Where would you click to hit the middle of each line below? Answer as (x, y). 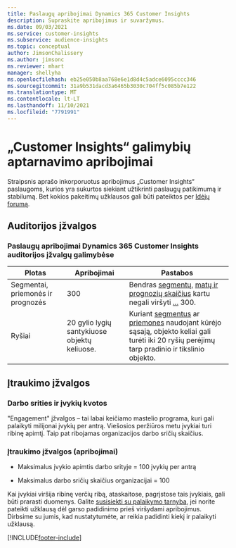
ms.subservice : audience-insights (58, 40)
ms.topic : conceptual (39, 46)
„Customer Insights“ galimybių (99, 147)
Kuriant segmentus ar (164, 314)
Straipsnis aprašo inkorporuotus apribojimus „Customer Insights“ (101, 181)
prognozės (29, 302)
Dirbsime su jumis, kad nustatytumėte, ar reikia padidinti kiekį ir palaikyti (112, 517)
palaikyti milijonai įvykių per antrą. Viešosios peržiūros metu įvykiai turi (110, 426)
